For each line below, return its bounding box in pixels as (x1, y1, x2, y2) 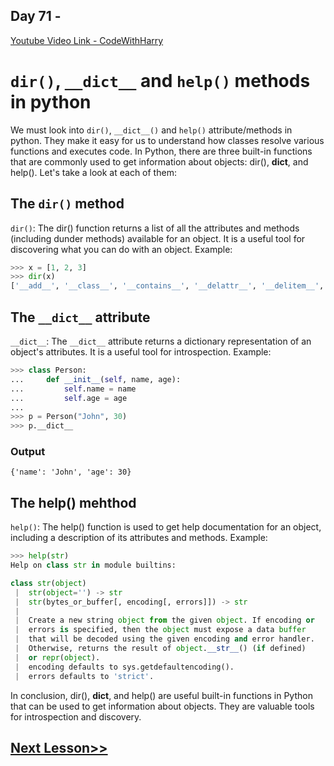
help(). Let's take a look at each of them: (10, 166, 177, 178)
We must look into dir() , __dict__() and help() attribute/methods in (10, 124, 293, 136)
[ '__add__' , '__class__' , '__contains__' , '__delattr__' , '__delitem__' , (10, 281, 325, 291)
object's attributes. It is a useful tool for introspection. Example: (10, 346, 272, 358)
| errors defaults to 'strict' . (14, 671, 155, 681)
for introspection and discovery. (10, 710, 142, 723)
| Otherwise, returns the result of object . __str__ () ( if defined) (14, 644, 307, 654)
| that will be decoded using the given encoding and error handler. (14, 634, 315, 644)
